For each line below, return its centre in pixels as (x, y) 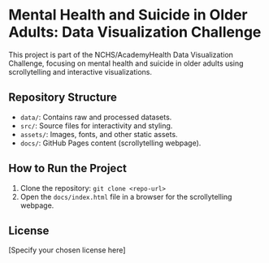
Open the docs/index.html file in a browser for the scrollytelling (126, 196)
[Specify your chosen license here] (67, 250)
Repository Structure (63, 98)
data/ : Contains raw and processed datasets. (96, 117)
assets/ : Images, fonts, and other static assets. (99, 134)
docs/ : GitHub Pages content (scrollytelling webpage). (111, 143)
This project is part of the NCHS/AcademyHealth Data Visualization (121, 54)
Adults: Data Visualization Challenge (135, 32)
